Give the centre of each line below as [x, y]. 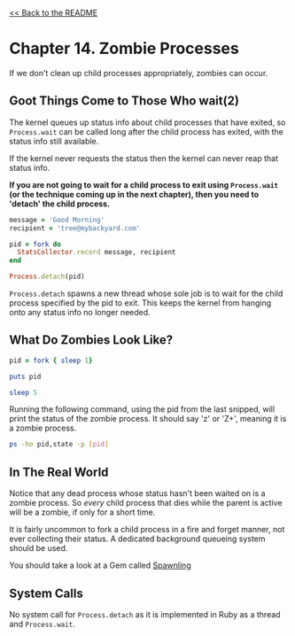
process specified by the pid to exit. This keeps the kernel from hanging [140, 303]
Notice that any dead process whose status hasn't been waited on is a [137, 493]
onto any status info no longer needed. [80, 312]
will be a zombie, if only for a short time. [82, 512]
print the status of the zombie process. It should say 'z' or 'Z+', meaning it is [148, 419]
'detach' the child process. [60, 204]
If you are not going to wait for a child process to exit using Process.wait [144, 184]
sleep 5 [23, 392]
